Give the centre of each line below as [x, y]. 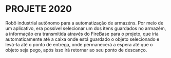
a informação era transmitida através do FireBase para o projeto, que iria [82, 34]
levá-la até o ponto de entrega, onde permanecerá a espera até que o [79, 44]
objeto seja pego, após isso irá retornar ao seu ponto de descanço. [76, 50]
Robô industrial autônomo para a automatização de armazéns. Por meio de [84, 23]
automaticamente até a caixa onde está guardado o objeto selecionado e [82, 39]
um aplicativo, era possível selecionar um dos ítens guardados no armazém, [86, 28]
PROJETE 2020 [39, 9]
